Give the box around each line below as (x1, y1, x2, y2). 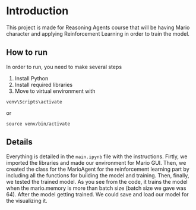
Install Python (14, 74, 49, 82)
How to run (6, 48, 48, 58)
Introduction (6, 4, 69, 18)
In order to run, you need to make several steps (6, 63, 122, 70)
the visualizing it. (6, 197, 48, 204)
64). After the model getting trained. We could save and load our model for (6, 190, 189, 198)
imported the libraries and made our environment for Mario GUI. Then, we (6, 159, 186, 166)
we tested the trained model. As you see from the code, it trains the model (6, 178, 188, 185)
